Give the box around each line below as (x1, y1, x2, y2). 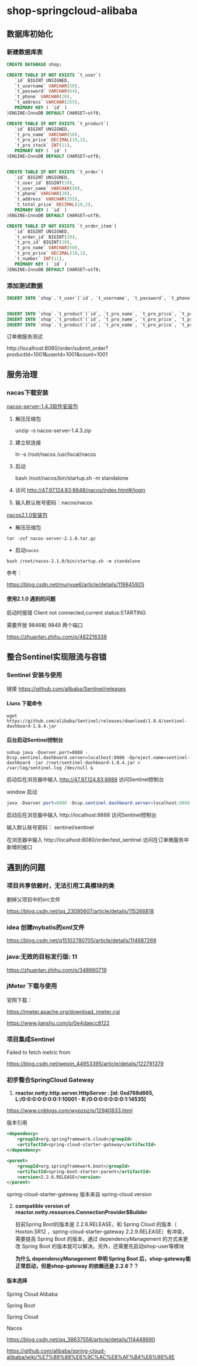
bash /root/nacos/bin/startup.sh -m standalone (15, 475, 129, 482)
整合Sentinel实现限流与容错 (6, 651, 107, 662)
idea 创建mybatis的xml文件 (6, 923, 85, 931)
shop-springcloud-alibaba (6, 4, 138, 18)
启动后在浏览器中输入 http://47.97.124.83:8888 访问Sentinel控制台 (6, 776, 164, 783)
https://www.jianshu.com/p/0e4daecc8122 (6, 1020, 110, 1027)
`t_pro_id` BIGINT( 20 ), (14, 239, 72, 245)
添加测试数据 (6, 282, 43, 290)
